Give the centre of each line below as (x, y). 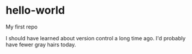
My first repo (22, 27)
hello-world (36, 10)
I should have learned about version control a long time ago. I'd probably (96, 38)
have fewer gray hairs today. (41, 45)
